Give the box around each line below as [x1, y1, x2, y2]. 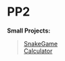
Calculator [23, 47, 53, 55]
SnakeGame [23, 39, 58, 47]
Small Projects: [7, 26, 51, 35]
